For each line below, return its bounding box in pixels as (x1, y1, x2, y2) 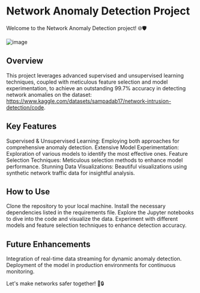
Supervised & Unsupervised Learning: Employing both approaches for (6, 137, 180, 144)
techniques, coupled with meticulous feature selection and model (6, 78, 168, 85)
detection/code (6, 103, 44, 111)
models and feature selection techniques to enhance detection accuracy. (6, 221, 187, 229)
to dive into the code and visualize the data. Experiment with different (6, 215, 178, 223)
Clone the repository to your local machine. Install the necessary (6, 203, 166, 210)
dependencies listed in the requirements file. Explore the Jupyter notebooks (6, 209, 194, 216)
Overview (6, 56, 44, 66)
